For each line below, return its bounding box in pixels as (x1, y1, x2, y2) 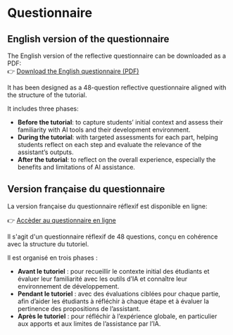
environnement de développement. (17, 282, 120, 290)
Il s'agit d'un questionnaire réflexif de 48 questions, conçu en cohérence (7, 232, 218, 241)
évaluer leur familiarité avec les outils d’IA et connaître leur (17, 274, 188, 283)
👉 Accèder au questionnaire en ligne (7, 216, 116, 225)
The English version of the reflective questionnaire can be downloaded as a (7, 51, 227, 60)
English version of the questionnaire (7, 33, 170, 45)
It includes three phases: (7, 104, 79, 113)
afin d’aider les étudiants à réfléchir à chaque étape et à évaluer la (17, 297, 209, 305)
